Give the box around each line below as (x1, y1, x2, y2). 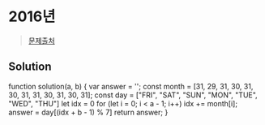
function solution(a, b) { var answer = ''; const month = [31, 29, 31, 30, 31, (8, 81, 254, 91)
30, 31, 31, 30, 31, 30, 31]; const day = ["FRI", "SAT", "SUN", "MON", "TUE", (8, 90, 258, 100)
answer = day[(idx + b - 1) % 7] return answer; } (8, 107, 169, 117)
